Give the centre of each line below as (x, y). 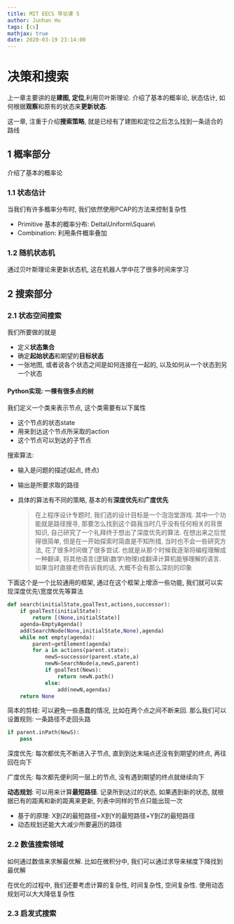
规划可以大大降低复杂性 (41, 894)
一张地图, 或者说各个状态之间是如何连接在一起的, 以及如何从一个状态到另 (122, 365)
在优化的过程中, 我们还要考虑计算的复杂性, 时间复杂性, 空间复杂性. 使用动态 (116, 885)
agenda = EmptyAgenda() (51, 624)
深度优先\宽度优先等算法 (48, 592)
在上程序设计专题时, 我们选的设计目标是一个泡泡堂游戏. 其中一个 (128, 515)
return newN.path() (85, 676)
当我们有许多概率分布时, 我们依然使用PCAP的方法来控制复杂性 (97, 209)
